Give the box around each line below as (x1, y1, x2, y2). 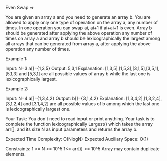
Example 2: (5, 86, 29, 92)
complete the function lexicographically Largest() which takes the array (5, 121, 153, 127)
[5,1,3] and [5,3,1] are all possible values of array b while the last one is (5, 71, 151, 77)
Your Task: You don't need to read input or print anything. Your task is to (5, 116, 155, 122)
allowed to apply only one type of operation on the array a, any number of (5, 20, 158, 25)
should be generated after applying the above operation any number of (5, 30, 152, 36)
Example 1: (5, 56, 28, 62)
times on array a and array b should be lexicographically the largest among (5, 35, 160, 41)
